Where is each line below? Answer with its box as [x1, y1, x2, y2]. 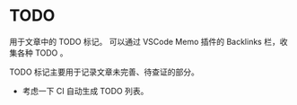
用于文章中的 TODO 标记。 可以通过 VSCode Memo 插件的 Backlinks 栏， [9, 36, 280, 47]
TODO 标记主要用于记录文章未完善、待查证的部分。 [9, 66, 200, 77]
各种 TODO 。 [16, 47, 69, 58]
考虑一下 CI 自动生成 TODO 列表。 [22, 85, 149, 96]
